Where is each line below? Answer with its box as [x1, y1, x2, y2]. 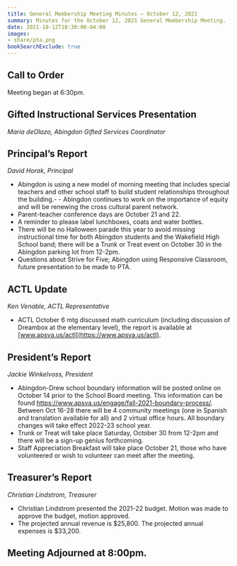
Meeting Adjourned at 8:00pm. [7, 547, 147, 559]
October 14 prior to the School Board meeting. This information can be [17, 391, 223, 400]
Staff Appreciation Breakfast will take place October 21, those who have [17, 444, 227, 452]
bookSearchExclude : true [7, 43, 81, 50]
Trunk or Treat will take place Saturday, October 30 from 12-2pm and [17, 429, 219, 437]
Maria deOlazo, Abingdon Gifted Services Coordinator [7, 127, 166, 136]
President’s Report [7, 351, 91, 363]
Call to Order [7, 69, 64, 81]
